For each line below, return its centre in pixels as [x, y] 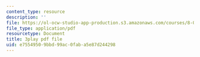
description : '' [26, 17]
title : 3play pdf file [34, 39]
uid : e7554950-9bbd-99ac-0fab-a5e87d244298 [61, 45]
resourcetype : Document [36, 34]
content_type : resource [36, 12]
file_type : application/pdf [41, 28]
